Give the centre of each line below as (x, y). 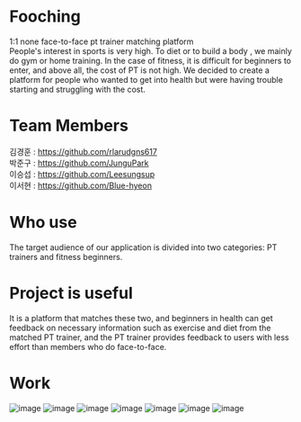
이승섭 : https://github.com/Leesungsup (82, 174)
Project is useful (71, 293)
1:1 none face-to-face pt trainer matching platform (102, 41)
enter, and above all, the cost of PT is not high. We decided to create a (139, 70)
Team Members (69, 126)
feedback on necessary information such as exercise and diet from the (140, 328)
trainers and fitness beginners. (66, 256)
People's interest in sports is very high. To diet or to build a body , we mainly (150, 50)
